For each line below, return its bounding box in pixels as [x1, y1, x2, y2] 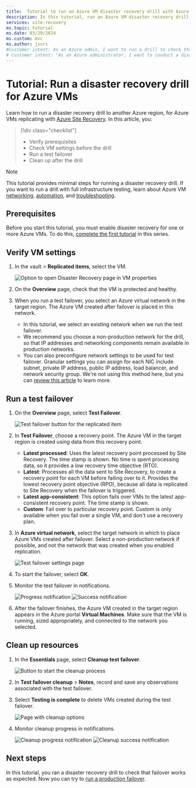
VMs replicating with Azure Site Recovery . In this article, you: [6, 115, 153, 122]
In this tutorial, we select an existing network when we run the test [23, 321, 183, 328]
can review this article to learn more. [23, 377, 111, 384]
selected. [14, 623, 37, 630]
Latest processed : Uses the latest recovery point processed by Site [23, 450, 187, 457]
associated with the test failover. [14, 684, 93, 691]
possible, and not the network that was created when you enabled [14, 542, 174, 549]
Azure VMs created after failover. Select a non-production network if [14, 536, 180, 542]
